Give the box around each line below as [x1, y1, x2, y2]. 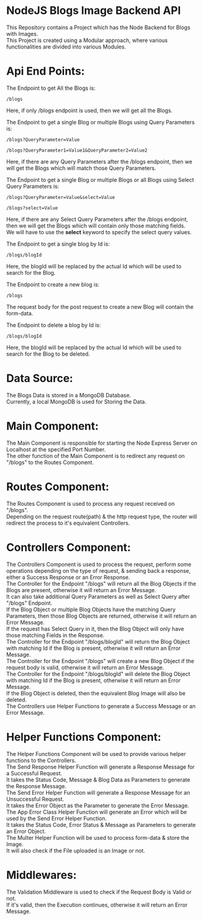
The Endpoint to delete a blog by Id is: [6, 321, 101, 328]
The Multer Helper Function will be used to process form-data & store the [6, 834, 190, 841]
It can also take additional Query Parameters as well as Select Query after [6, 593, 190, 600]
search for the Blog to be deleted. [6, 350, 90, 357]
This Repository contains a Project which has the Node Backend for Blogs [6, 24, 191, 31]
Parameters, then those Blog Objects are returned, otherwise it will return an [6, 612, 197, 619]
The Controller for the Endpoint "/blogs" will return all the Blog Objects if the [6, 580, 197, 587]
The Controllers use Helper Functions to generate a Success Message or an [6, 702, 196, 710]
